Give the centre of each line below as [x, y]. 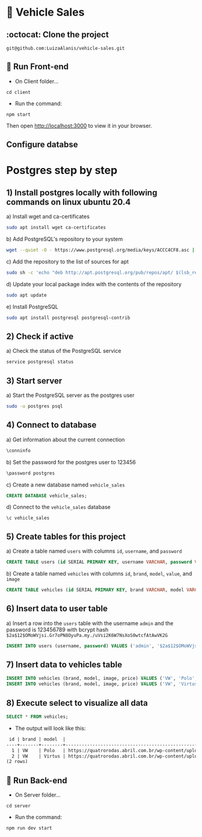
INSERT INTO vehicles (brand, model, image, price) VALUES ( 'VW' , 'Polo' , [102, 679]
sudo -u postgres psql [35, 406]
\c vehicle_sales [28, 518]
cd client [19, 92]
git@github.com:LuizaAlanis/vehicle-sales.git [66, 48]
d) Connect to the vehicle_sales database [59, 507]
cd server [19, 806]
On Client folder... [37, 81]
